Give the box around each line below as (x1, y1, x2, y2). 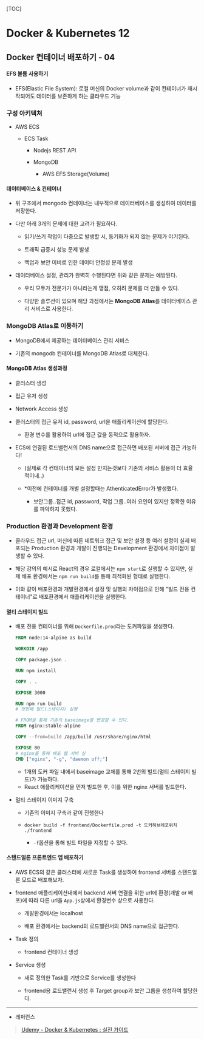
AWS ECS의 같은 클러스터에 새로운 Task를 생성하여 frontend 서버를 (15, 868, 176, 876)
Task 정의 (15, 935, 39, 942)
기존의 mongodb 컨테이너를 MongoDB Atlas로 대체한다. (15, 349, 150, 357)
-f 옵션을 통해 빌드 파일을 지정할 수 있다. (33, 839, 128, 846)
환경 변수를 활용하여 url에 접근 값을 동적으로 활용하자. (24, 431, 151, 438)
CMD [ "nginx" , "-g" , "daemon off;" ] (15, 756, 108, 762)
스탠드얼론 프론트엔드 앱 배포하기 (6, 854, 84, 861)
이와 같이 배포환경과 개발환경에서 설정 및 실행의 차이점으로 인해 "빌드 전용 (15, 585, 189, 593)
